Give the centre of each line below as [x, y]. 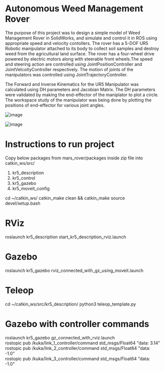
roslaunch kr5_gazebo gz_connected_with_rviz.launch [60, 337]
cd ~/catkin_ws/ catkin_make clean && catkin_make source [65, 198]
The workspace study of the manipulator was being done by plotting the [78, 100]
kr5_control [24, 178]
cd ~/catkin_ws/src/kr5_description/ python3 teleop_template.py [71, 304]
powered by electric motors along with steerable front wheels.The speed [79, 59]
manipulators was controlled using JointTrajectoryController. [66, 74]
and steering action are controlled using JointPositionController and [74, 64]
